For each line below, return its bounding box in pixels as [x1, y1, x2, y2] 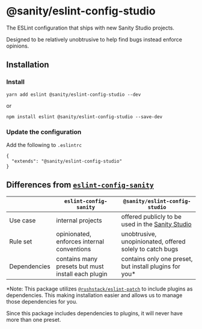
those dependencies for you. [6, 298, 78, 305]
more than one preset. [6, 316, 61, 323]
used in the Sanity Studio [121, 220, 192, 228]
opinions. [6, 42, 29, 49]
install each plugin [56, 269, 108, 278]
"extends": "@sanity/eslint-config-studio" [11, 158, 122, 164]
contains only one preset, [121, 254, 193, 263]
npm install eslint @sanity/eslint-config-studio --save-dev [6, 113, 163, 120]
